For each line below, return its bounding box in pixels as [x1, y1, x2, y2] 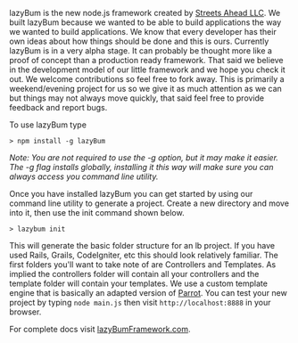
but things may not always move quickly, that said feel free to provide [9, 93, 265, 103]
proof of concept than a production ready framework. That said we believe [9, 55, 284, 65]
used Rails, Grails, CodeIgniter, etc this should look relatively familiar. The [9, 249, 278, 260]
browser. [9, 306, 42, 317]
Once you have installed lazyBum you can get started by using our [9, 189, 253, 199]
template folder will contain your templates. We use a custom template [9, 278, 268, 289]
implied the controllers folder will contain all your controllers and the [9, 269, 260, 279]
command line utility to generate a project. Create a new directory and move [9, 198, 290, 208]
